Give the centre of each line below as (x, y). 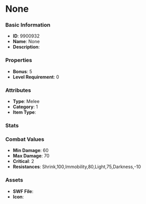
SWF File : (23, 191)
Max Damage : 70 (31, 156)
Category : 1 (25, 107)
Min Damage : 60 (30, 150)
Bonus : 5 (22, 71)
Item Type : (24, 112)
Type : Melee (26, 101)
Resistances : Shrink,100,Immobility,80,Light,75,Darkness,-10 (77, 167)
